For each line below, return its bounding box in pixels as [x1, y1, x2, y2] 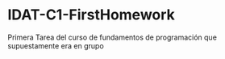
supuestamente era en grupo [7, 40, 104, 50]
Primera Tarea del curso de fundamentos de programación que [7, 32, 217, 42]
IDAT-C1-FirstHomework [7, 6, 175, 24]
